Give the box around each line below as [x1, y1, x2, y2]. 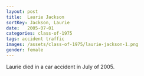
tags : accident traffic [6, 36, 65, 42]
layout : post [6, 8, 38, 15]
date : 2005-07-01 [6, 25, 54, 31]
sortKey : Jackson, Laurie [6, 19, 70, 25]
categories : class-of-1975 [6, 31, 73, 37]
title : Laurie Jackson [6, 14, 65, 20]
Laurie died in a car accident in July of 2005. [6, 63, 115, 70]
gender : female [6, 47, 44, 53]
